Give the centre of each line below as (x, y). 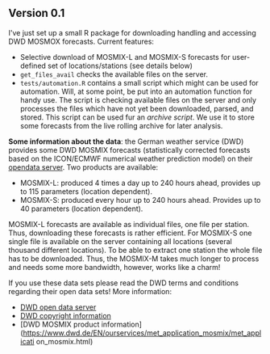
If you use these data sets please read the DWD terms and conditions (124, 283)
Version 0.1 (37, 13)
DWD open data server (58, 307)
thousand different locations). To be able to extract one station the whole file (135, 250)
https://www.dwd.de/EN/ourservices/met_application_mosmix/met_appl (142, 333)
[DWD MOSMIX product (60, 324)
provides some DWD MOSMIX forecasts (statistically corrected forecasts (129, 150)
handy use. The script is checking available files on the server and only (138, 99)
